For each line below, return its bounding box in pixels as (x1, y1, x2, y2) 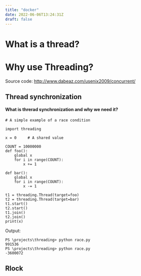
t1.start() (5, 202, 28, 207)
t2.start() (5, 206, 28, 211)
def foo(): (5, 149, 28, 154)
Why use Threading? (5, 61, 93, 73)
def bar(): (5, 170, 28, 176)
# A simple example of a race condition (5, 118, 91, 123)
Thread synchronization (5, 93, 82, 101)
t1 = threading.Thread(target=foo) (5, 193, 79, 198)
